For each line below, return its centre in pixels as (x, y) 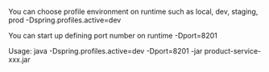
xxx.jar (19, 60)
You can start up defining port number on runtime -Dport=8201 (113, 36)
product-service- (233, 51)
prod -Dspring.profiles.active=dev (65, 20)
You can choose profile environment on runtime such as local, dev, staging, (133, 12)
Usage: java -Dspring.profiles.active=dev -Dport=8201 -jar (106, 51)
